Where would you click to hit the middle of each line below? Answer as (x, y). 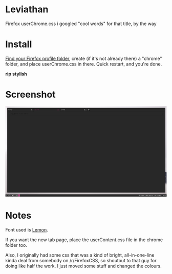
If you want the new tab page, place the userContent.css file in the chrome (84, 240)
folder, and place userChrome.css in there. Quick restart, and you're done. (84, 64)
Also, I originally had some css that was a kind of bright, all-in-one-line (80, 255)
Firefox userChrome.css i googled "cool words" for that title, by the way (81, 24)
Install (19, 44)
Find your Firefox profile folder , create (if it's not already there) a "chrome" (84, 58)
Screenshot (30, 94)
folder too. (16, 245)
